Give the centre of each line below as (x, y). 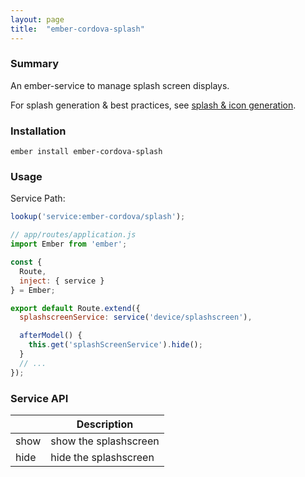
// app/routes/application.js (73, 235)
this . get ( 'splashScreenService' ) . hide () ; (115, 345)
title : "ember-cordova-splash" (77, 29)
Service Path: (38, 198)
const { (26, 262)
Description (105, 424)
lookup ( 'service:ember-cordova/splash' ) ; (98, 217)
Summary (35, 64)
